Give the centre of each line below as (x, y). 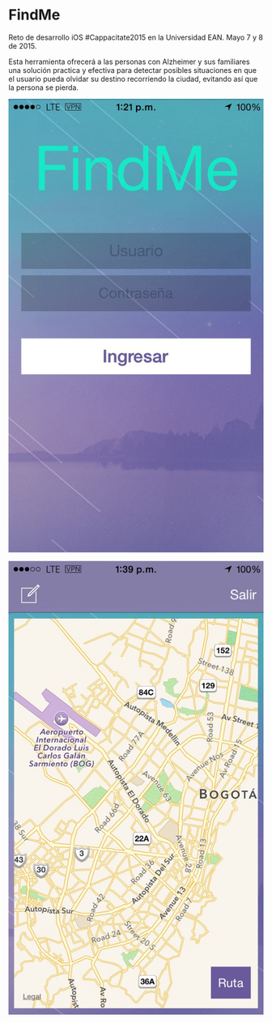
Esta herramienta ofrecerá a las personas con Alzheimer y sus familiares (129, 62)
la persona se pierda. (44, 87)
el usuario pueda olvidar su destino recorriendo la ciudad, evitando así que (133, 79)
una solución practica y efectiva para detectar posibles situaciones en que (133, 70)
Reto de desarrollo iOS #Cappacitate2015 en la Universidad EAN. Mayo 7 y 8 (136, 37)
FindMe (34, 15)
